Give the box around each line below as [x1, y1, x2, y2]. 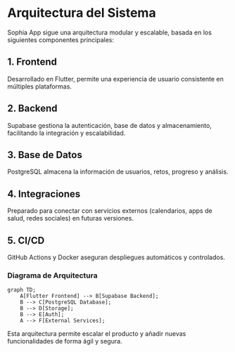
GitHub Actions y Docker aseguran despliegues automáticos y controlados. [7, 253, 225, 261]
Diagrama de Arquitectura [7, 270, 98, 280]
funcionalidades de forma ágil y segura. [7, 337, 122, 346]
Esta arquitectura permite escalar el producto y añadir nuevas [7, 330, 186, 338]
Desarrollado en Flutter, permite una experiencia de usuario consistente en [7, 74, 224, 83]
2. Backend [7, 103, 58, 115]
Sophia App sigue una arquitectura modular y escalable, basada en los [7, 28, 212, 37]
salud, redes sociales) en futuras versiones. [7, 214, 134, 223]
